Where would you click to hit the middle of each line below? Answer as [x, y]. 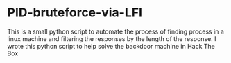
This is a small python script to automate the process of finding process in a [115, 32]
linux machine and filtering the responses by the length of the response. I [112, 38]
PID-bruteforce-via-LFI [75, 13]
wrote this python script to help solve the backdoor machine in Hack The [111, 46]
